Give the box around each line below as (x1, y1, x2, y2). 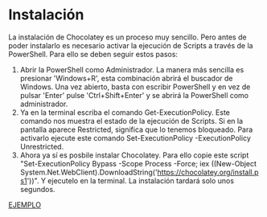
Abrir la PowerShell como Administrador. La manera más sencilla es (19, 64, 244, 74)
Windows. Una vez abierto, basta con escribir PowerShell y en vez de (19, 82, 251, 92)
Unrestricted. (19, 141, 64, 151)
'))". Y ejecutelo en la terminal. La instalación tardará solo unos (27, 175, 235, 186)
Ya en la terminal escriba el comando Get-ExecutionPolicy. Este (19, 107, 231, 117)
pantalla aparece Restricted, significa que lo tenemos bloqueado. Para (19, 125, 253, 134)
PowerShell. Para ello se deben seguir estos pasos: (8, 49, 179, 59)
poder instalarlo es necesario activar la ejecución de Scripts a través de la (8, 40, 253, 50)
